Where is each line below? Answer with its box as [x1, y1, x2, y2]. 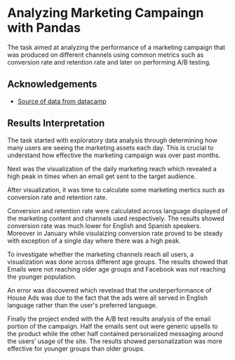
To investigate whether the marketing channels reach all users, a [7, 250, 194, 258]
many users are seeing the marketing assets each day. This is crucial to [7, 143, 214, 152]
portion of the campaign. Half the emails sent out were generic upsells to [7, 321, 218, 331]
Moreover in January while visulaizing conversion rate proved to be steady [7, 229, 223, 237]
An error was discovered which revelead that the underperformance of [7, 286, 212, 294]
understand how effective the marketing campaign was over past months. [7, 151, 221, 159]
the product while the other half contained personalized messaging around [7, 329, 223, 338]
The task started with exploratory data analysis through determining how [7, 135, 217, 145]
